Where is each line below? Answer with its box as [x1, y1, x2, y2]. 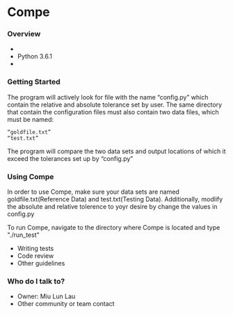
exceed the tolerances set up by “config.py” [7, 154, 134, 162]
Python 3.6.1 [17, 52, 53, 61]
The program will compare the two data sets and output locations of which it [7, 147, 226, 155]
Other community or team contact [17, 300, 115, 308]
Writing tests [17, 245, 54, 253]
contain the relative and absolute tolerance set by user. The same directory [7, 100, 223, 109]
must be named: [7, 115, 54, 123]
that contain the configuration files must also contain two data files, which [7, 107, 219, 116]
